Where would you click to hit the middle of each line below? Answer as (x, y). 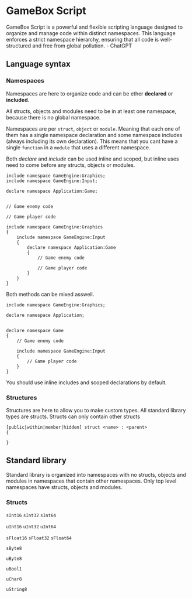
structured (19, 46)
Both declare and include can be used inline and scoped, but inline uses (92, 159)
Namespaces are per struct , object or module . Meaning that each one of (93, 129)
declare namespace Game (35, 330)
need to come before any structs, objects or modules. (71, 165)
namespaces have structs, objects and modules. (64, 487)
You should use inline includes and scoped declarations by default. (87, 382)
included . (18, 100)
